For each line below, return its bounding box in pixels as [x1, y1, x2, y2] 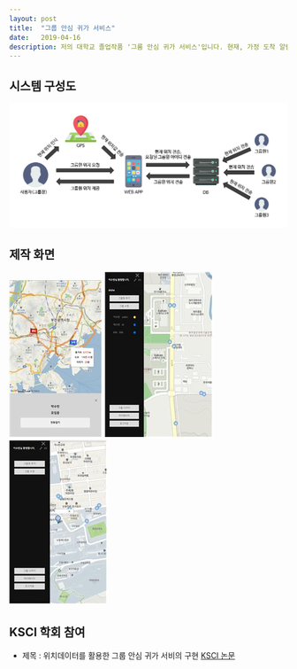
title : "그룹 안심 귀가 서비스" [9, 23, 116, 33]
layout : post [9, 14, 57, 23]
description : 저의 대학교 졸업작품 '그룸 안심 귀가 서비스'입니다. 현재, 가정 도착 [9, 43, 276, 51]
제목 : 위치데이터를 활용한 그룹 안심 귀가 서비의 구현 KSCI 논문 [21, 650, 236, 660]
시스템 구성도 [9, 78, 77, 93]
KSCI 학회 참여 [9, 625, 86, 640]
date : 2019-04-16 [9, 33, 81, 42]
